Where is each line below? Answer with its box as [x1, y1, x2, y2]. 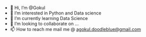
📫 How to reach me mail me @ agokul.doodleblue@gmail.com [10, 26, 141, 32]
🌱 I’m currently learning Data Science [10, 15, 88, 21]
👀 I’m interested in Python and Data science [10, 10, 101, 16]
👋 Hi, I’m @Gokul [10, 5, 46, 10]
